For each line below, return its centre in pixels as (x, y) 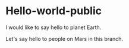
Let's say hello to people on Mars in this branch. (64, 39)
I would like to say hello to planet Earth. (54, 27)
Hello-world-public (54, 11)
